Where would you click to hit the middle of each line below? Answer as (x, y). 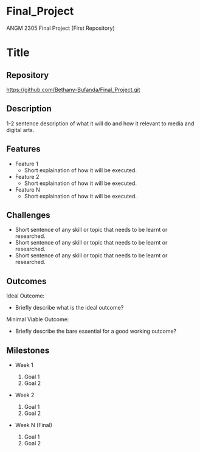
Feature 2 (27, 176)
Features (23, 149)
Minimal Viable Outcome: (38, 319)
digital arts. (20, 130)
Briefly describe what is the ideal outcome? (69, 308)
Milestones (28, 350)
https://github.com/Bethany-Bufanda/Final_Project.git (73, 89)
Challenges (28, 215)
